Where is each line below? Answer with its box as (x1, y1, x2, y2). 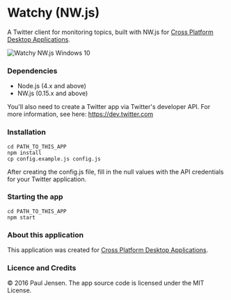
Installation (7, 127, 47, 137)
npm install (7, 149, 42, 156)
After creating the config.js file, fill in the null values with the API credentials (7, 167, 224, 176)
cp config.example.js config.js (7, 155, 101, 162)
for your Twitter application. (7, 175, 87, 183)
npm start (7, 214, 36, 221)
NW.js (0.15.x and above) (17, 89, 88, 98)
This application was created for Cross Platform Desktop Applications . (7, 246, 209, 254)
